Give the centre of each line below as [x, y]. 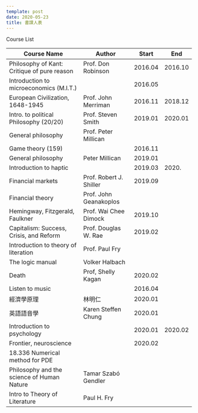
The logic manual [33, 262]
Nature [19, 385]
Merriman [97, 105]
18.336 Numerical [34, 353]
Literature [23, 402]
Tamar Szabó [102, 373]
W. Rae [93, 235]
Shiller [92, 185]
